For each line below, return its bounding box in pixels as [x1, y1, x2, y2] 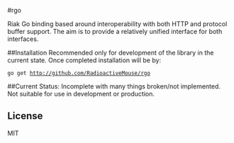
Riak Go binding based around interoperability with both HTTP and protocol [7, 20, 228, 28]
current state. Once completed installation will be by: [7, 56, 162, 64]
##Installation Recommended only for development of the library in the [7, 49, 214, 57]
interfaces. [7, 35, 39, 43]
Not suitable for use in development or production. [7, 90, 155, 98]
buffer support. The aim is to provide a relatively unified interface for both [7, 28, 223, 35]
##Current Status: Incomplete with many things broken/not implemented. [7, 82, 221, 91]
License [7, 110, 43, 122]
